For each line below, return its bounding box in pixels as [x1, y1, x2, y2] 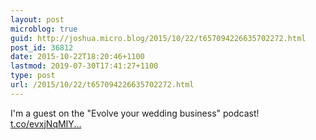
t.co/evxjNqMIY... [10, 117, 82, 130]
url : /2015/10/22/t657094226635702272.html [10, 80, 195, 90]
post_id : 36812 [10, 42, 74, 53]
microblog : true [10, 24, 78, 34]
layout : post [10, 14, 65, 25]
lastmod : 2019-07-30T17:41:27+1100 [10, 61, 159, 71]
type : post [10, 71, 56, 81]
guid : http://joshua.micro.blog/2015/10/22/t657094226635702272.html [10, 33, 307, 43]
